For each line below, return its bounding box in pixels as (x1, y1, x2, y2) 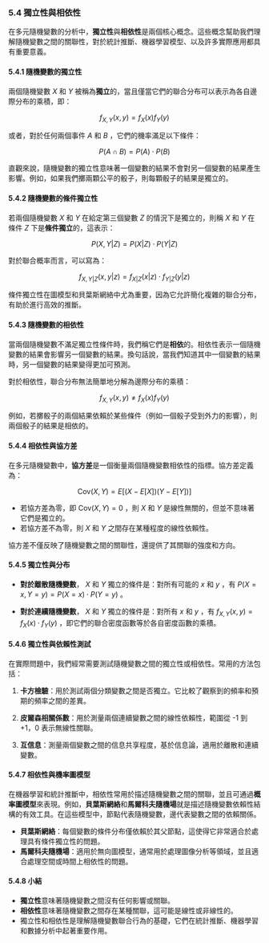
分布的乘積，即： (14, 96, 72, 106)
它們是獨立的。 (19, 512, 70, 523)
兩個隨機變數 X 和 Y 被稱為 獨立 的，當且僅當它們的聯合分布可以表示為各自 (8, 86, 251, 96)
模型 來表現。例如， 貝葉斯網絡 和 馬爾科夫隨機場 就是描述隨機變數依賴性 (22, 799, 254, 809)
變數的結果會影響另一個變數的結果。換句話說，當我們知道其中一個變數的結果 (8, 349, 261, 359)
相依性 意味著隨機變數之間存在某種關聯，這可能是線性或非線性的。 (19, 905, 238, 915)
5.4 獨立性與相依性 (8, 6, 82, 18)
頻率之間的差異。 (34, 696, 90, 705)
